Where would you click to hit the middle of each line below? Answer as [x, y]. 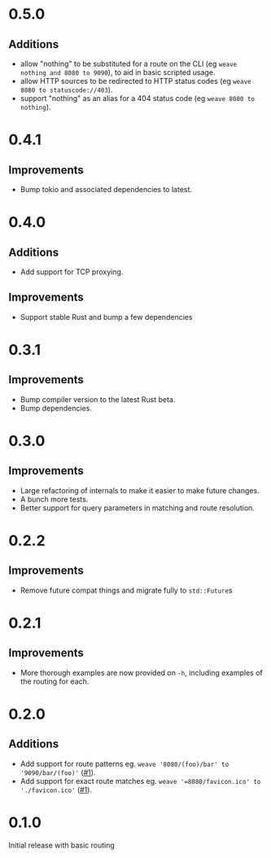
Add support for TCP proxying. [72, 272]
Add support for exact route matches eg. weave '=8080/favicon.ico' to [140, 781]
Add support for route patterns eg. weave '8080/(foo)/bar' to [125, 764]
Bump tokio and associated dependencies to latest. [106, 189]
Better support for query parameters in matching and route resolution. [137, 508]
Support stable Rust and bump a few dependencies [106, 317]
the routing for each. [55, 681]
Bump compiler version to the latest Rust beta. [98, 399]
